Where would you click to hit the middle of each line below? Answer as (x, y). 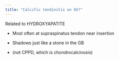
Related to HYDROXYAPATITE (35, 24)
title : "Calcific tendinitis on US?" (44, 10)
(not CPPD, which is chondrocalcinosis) (52, 52)
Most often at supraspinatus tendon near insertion (63, 33)
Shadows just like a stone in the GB (48, 43)
